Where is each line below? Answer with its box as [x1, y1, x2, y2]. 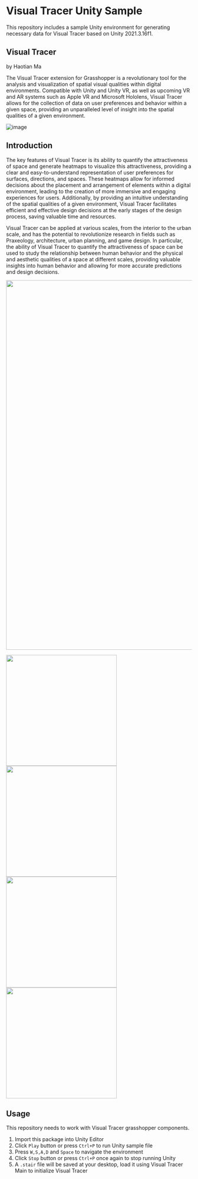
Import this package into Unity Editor [14, 1136, 104, 1143]
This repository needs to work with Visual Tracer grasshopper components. [6, 1125, 190, 1132]
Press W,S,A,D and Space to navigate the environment [14, 1148, 143, 1155]
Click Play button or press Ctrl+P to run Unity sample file [14, 1142, 153, 1149]
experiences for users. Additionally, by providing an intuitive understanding [6, 194, 189, 201]
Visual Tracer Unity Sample [6, 4, 143, 18]
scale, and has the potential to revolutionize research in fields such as [6, 231, 176, 238]
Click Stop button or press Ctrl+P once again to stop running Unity [14, 1155, 176, 1162]
